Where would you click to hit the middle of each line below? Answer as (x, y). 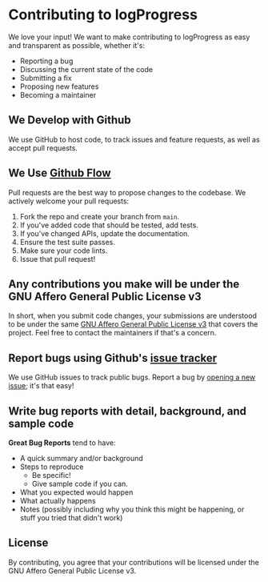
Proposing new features (59, 86)
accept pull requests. (43, 148)
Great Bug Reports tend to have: (62, 443)
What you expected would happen (76, 492)
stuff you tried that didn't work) (71, 518)
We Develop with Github (70, 120)
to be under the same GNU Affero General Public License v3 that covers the (133, 324)
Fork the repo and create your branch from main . (100, 216)
